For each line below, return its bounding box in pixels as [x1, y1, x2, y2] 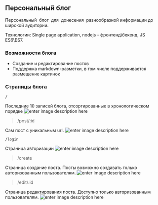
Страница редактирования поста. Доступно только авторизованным [5, 189, 151, 195]
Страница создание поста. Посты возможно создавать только [5, 165, 137, 171]
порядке [5, 108, 23, 114]
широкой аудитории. [5, 22, 49, 28]
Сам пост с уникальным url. [5, 128, 64, 134]
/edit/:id [17, 179, 34, 185]
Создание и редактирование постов [12, 61, 89, 67]
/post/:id [17, 118, 35, 124]
